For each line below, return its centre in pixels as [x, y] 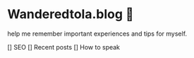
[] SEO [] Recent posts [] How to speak [64, 47]
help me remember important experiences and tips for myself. [97, 34]
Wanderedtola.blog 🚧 [71, 14]
